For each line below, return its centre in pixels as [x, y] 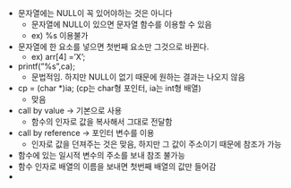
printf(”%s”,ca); [47, 66]
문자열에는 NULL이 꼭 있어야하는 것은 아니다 [95, 13]
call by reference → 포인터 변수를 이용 [86, 133]
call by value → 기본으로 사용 [70, 111]
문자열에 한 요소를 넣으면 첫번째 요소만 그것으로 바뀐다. [113, 47]
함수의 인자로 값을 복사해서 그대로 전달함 [102, 122]
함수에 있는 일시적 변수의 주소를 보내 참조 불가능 [101, 155]
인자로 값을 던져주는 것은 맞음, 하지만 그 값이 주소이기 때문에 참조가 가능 [156, 144]
